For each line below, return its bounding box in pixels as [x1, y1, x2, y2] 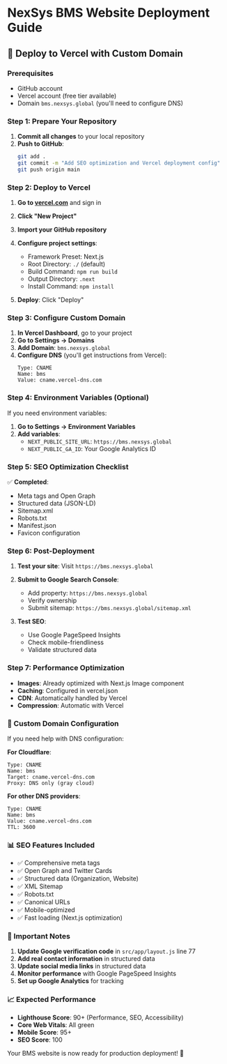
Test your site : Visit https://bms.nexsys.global [17, 562, 154, 570]
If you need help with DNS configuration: [7, 734, 124, 743]
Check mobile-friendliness [27, 638, 104, 646]
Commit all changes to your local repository [17, 132, 145, 141]
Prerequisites [7, 68, 54, 78]
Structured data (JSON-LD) [17, 499, 96, 507]
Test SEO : [17, 617, 47, 625]
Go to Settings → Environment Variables [17, 422, 136, 430]
